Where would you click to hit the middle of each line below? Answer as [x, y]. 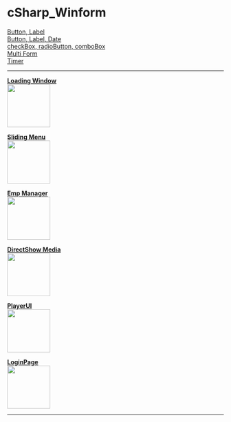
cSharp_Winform [57, 13]
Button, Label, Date [34, 38]
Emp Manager [27, 193]
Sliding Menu [26, 137]
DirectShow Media [34, 249]
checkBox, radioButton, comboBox [56, 46]
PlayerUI [20, 306]
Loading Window [32, 80]
